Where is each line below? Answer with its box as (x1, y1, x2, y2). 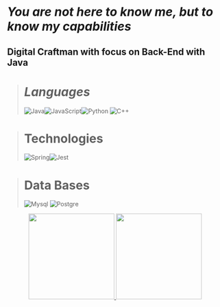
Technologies (23, 131, 103, 146)
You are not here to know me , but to (7, 4, 214, 20)
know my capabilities (7, 19, 132, 34)
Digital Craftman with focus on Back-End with (7, 46, 206, 58)
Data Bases (23, 177, 90, 193)
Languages (23, 84, 90, 99)
